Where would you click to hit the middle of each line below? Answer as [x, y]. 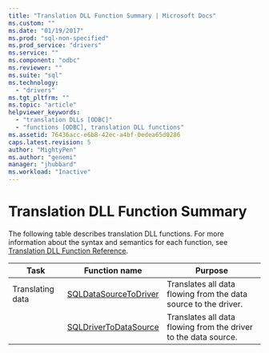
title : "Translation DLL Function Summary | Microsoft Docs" [112, 16]
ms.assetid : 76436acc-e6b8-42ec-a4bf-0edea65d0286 [94, 134]
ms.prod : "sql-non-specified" [59, 38]
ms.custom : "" [32, 23]
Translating [33, 289]
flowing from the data [207, 294]
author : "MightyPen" [43, 150]
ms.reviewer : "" [35, 68]
